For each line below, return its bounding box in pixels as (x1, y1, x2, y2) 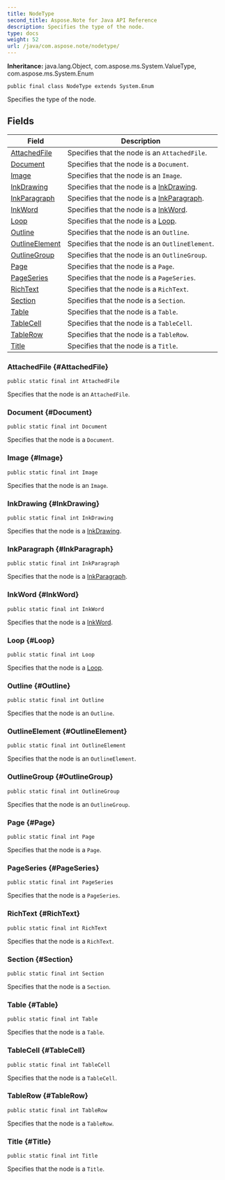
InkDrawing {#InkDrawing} (7, 498, 100, 508)
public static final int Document (7, 424, 108, 431)
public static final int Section (7, 970, 104, 977)
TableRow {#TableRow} (7, 1091, 88, 1101)
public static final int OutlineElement (7, 742, 127, 749)
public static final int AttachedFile (7, 378, 120, 385)
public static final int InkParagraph (7, 560, 120, 567)
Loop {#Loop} (7, 635, 55, 645)
